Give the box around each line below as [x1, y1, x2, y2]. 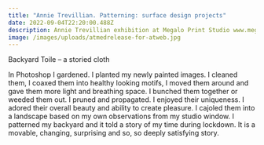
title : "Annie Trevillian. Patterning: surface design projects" [8, 11, 226, 20]
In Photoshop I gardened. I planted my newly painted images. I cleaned [8, 70, 238, 79]
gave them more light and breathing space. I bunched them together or [8, 87, 238, 96]
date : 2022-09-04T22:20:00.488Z [8, 19, 114, 27]
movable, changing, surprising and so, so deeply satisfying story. [8, 129, 220, 138]
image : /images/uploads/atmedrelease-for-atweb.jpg [8, 33, 181, 42]
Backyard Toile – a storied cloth [8, 55, 110, 64]
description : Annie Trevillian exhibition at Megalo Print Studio [8, 26, 230, 34]
